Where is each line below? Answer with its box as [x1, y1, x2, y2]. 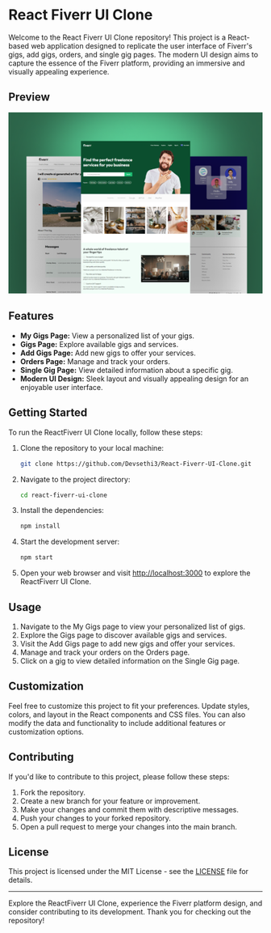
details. [8, 876, 33, 885]
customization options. [8, 727, 85, 736]
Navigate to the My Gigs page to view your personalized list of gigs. [19, 621, 246, 631]
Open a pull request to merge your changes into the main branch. [19, 821, 238, 831]
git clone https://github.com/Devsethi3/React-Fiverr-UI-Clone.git [19, 460, 252, 468]
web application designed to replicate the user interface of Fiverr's [31, 40, 252, 50]
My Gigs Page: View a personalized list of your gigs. [19, 330, 195, 341]
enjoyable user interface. [19, 382, 103, 392]
